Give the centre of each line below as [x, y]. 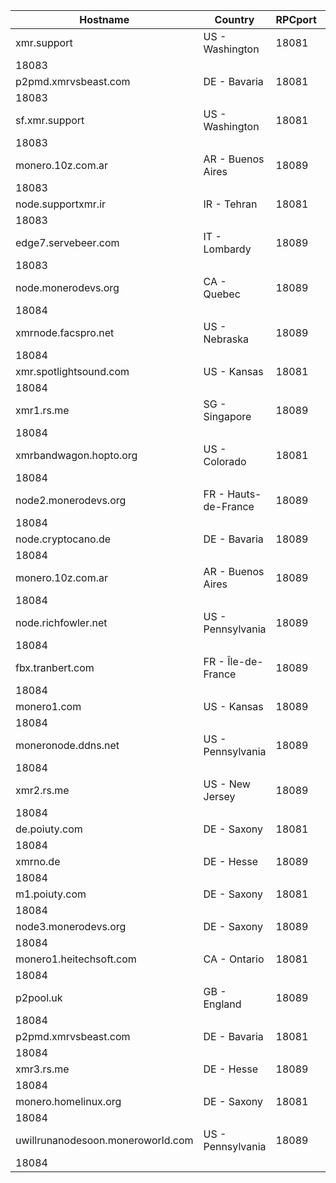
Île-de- [245, 661]
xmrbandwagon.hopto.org [76, 455]
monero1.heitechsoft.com [76, 959]
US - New [227, 784]
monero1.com [48, 706]
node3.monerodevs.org [71, 926]
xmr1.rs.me [42, 410]
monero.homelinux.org [68, 1101]
